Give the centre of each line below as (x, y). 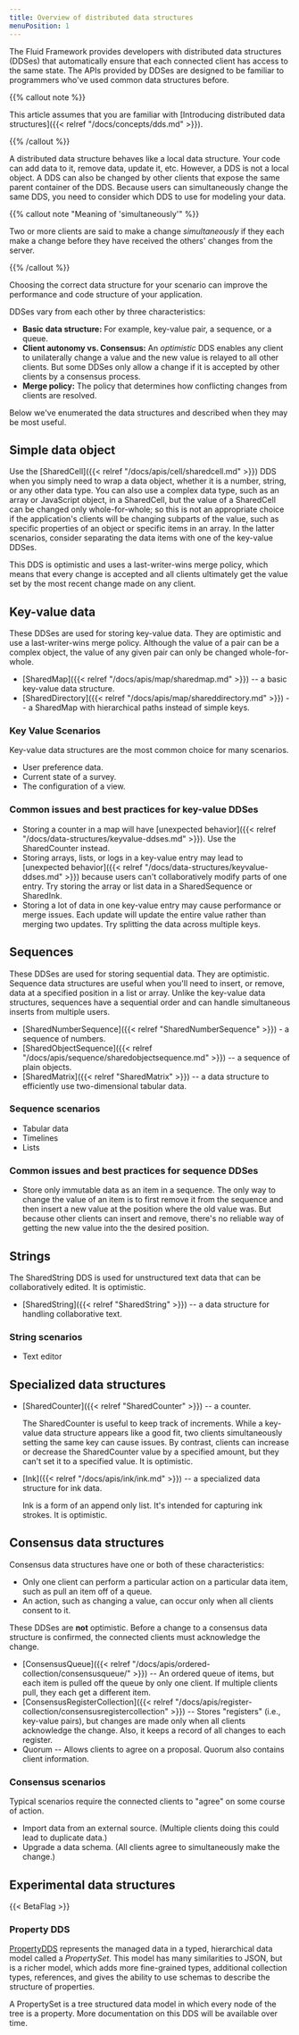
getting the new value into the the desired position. (116, 1228)
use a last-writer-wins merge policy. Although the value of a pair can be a (144, 643)
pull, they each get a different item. (87, 1692)
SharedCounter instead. (66, 848)
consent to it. (46, 1610)
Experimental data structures (92, 1884)
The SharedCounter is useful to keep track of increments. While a (142, 1424)
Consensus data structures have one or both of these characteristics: (137, 1564)
